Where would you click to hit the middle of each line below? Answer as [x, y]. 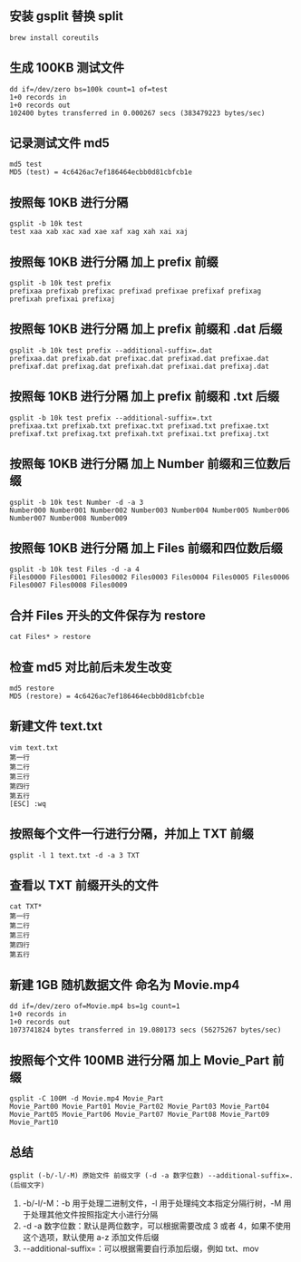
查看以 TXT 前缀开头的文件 [84, 885]
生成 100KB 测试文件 [67, 68]
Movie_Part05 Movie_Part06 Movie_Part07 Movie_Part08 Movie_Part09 [140, 1114]
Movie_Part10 [34, 1122]
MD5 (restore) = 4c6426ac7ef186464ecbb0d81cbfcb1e [107, 696]
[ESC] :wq [28, 804]
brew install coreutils [54, 38]
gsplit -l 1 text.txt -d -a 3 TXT [75, 855]
